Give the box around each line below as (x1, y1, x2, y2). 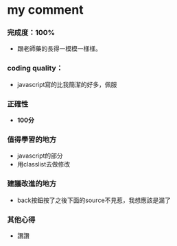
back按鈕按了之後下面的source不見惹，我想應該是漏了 (16, 196, 172, 204)
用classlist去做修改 (16, 160, 71, 169)
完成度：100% (7, 28, 56, 38)
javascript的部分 (16, 151, 63, 160)
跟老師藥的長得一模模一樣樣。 (16, 45, 102, 53)
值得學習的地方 (7, 135, 57, 144)
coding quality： (7, 64, 64, 73)
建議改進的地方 (7, 179, 57, 188)
